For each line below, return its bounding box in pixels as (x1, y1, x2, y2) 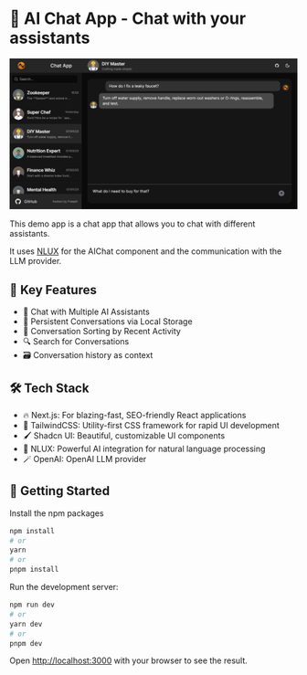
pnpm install (9, 565, 59, 575)
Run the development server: (9, 582, 119, 593)
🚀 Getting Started (9, 483, 111, 499)
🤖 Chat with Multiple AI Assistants (22, 306, 151, 318)
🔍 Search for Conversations (22, 336, 130, 347)
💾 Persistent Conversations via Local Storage (22, 316, 194, 327)
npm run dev (9, 600, 55, 610)
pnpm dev (9, 638, 43, 648)
